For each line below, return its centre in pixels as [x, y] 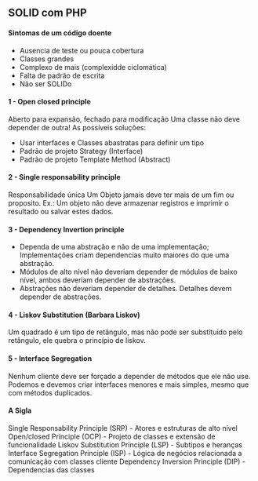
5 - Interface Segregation [50, 359]
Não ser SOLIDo [45, 84]
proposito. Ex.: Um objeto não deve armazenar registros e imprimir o [118, 203]
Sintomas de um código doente [60, 33]
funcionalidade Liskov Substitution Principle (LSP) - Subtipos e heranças [125, 445]
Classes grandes [47, 59]
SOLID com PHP [48, 13]
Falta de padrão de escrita [62, 75]
